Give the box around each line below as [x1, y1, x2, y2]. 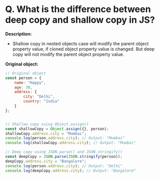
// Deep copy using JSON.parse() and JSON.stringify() [5, 149, 123, 154]
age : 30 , [14, 84, 33, 90]
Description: [5, 31, 32, 37]
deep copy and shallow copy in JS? [5, 14, 155, 26]
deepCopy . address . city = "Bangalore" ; [5, 158, 87, 164]
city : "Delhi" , [23, 94, 55, 99]
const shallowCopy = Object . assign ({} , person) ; [5, 126, 109, 131]
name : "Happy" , [14, 80, 46, 85]
